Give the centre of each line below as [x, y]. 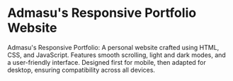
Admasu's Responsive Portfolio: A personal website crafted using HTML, [113, 47]
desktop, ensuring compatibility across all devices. [81, 70]
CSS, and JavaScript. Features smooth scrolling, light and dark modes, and [117, 55]
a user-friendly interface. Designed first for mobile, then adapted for [107, 62]
